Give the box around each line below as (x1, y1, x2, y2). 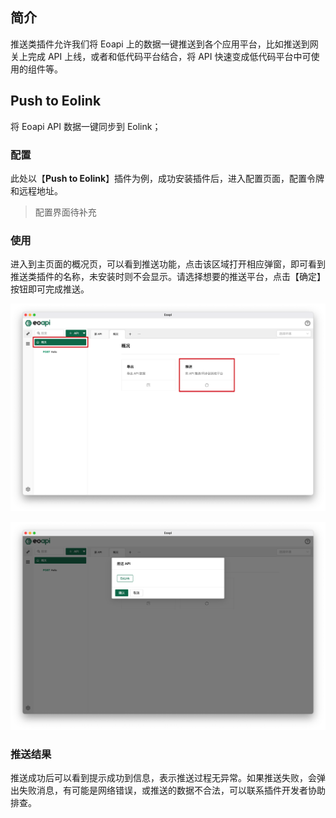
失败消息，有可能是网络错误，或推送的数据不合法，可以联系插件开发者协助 (18, 784, 326, 796)
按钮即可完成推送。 (10, 283, 90, 295)
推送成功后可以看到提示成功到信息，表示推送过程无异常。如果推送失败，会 (10, 771, 317, 783)
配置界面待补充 (34, 206, 97, 218)
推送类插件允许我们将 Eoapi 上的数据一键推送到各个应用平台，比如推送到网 (10, 38, 319, 50)
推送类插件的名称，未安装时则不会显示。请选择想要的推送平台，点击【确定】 (10, 271, 326, 283)
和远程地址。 (10, 184, 63, 197)
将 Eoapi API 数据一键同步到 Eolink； (10, 120, 162, 132)
